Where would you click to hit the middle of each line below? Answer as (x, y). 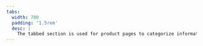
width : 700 (25, 17)
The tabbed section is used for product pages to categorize (95, 34)
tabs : (13, 12)
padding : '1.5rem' (35, 23)
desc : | (21, 28)
